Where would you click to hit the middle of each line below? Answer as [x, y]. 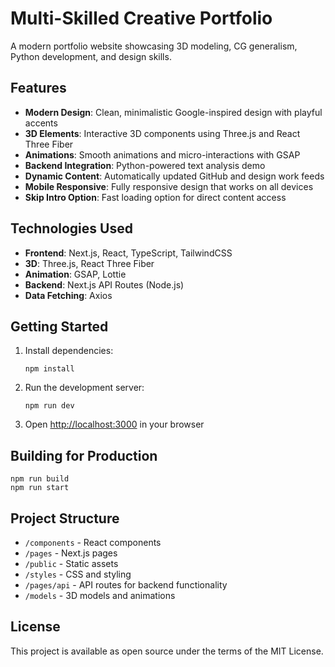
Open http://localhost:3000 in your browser [114, 424]
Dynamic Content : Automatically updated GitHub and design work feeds [174, 176]
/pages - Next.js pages [71, 553]
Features [38, 88]
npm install [49, 369]
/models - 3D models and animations [100, 595]
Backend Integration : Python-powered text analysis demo [145, 165]
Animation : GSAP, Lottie [75, 274]
